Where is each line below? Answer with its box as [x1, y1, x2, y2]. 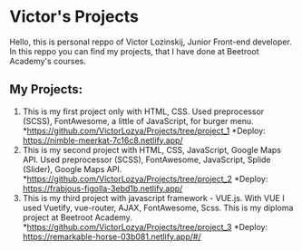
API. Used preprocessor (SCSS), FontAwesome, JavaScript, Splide [22, 154, 271, 165]
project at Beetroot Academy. [22, 211, 133, 223]
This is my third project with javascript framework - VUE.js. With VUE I [22, 192, 285, 203]
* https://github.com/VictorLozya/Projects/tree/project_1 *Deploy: [22, 125, 266, 136]
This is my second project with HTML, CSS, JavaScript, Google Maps [22, 144, 281, 155]
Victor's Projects [9, 6, 139, 27]
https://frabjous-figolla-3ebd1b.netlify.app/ [22, 183, 183, 194]
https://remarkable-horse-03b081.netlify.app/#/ [22, 231, 201, 242]
